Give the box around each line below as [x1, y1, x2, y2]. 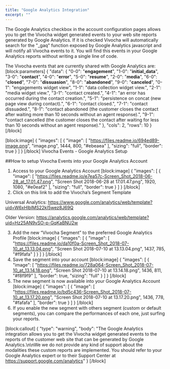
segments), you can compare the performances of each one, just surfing [12, 310, 165, 316]
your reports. [12, 315, 40, 322]
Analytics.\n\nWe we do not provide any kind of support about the [5, 342, 143, 348]
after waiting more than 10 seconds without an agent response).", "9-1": [5, 111, 155, 117]
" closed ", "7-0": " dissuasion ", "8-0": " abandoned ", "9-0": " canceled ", [5, 79, 155, 85]
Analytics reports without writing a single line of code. [5, 53, 118, 59]
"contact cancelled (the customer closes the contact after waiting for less [5, 117, 159, 123]
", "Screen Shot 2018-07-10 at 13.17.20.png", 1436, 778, [50, 294, 165, 300]
